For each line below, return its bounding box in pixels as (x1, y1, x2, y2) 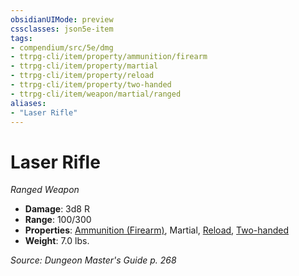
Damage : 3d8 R (24, 203, 90, 215)
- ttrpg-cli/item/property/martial (10, 61, 159, 71)
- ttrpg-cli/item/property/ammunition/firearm (10, 52, 208, 62)
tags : (10, 33, 33, 43)
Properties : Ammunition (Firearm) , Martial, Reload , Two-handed (24, 224, 289, 236)
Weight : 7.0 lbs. (24, 235, 90, 247)
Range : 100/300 (24, 214, 92, 226)
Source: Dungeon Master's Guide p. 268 (10, 254, 177, 266)
